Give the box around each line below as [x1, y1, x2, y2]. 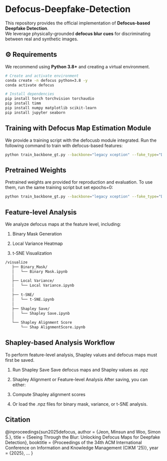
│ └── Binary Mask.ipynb [11, 269, 68, 274]
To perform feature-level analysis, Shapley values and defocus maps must [5, 352, 158, 358]
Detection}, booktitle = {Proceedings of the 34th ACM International [5, 439, 142, 445]
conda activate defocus [5, 82, 55, 88]
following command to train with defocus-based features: [5, 142, 123, 148]
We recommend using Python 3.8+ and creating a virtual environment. [5, 63, 150, 69]
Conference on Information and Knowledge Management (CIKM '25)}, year [5, 445, 159, 451]
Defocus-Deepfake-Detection [5, 3, 131, 15]
